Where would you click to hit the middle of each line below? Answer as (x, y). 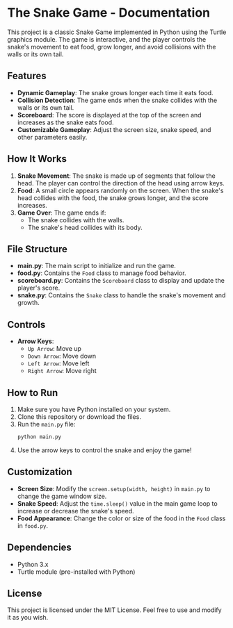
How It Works (37, 159)
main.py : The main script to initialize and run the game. (96, 266)
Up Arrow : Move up (55, 349)
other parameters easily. (52, 137)
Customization (40, 472)
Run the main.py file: (46, 424)
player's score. (39, 288)
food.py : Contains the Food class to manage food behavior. (102, 273)
